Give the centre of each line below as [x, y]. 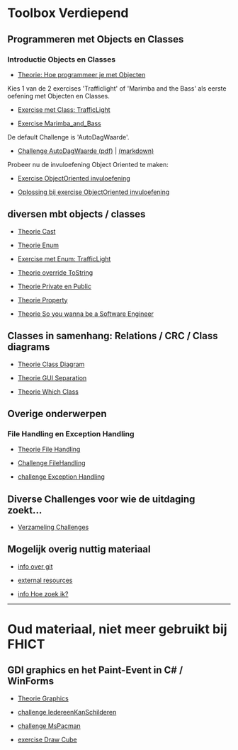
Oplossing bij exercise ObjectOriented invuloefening [93, 192]
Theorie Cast [36, 231]
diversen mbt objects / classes [76, 214]
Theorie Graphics [43, 698]
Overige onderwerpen [57, 413]
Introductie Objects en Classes [61, 59]
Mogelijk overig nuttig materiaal [79, 549]
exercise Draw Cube [47, 739]
